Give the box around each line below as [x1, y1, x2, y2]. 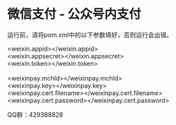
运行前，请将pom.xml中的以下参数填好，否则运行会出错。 [7, 31, 173, 39]
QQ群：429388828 [7, 110, 64, 119]
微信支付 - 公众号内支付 [7, 6, 142, 22]
